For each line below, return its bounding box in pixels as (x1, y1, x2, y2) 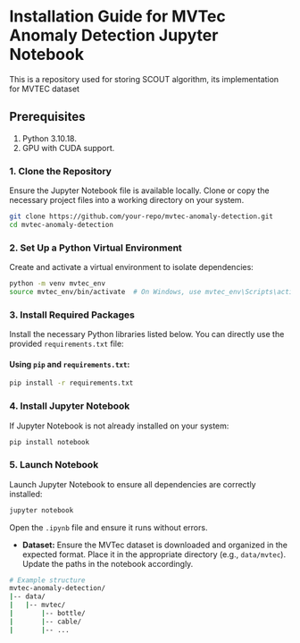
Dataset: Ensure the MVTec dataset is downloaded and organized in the (21, 539, 288, 550)
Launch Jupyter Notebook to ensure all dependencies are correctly (9, 478, 256, 489)
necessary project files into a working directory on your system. (9, 195, 245, 206)
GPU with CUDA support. (21, 142, 115, 153)
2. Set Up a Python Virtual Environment (9, 241, 183, 254)
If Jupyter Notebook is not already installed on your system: (9, 420, 229, 431)
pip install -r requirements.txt (9, 378, 134, 388)
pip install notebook (9, 437, 90, 446)
